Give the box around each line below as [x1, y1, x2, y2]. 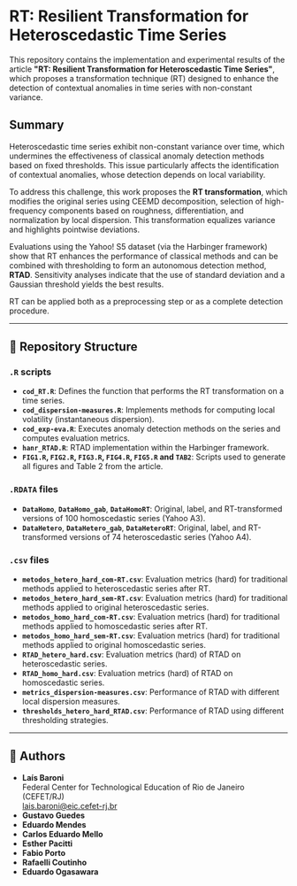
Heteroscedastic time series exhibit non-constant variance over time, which [9, 141, 285, 151]
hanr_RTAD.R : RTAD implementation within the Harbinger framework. [21, 443, 270, 453]
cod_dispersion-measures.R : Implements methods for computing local [21, 404, 276, 415]
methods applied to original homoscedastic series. [21, 640, 206, 651]
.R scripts [9, 366, 51, 378]
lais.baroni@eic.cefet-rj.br [21, 800, 118, 811]
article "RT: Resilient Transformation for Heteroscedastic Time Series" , [9, 64, 276, 74]
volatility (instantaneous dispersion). [21, 414, 155, 425]
